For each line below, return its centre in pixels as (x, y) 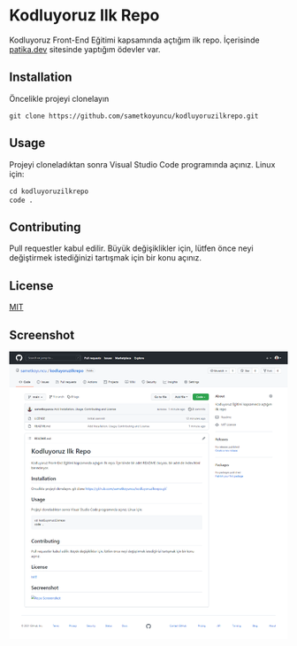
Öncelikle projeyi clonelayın (59, 98)
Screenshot (42, 335)
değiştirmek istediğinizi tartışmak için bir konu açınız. (105, 258)
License (31, 286)
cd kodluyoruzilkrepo (49, 191)
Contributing (45, 227)
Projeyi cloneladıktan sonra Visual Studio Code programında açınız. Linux (142, 164)
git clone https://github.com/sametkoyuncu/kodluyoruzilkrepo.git (134, 116)
